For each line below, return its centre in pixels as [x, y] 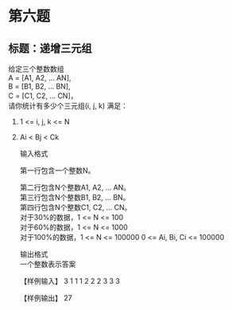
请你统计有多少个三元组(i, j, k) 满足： [68, 106]
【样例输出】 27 [46, 298]
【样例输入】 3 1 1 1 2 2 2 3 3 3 [70, 281]
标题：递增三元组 [50, 48]
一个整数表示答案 [48, 264]
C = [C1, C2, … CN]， [43, 96]
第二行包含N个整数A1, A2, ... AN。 [75, 187]
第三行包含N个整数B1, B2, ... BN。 [75, 197]
